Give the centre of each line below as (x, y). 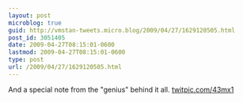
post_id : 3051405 (37, 38)
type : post (26, 60)
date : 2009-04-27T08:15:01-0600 (61, 45)
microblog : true (35, 23)
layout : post (30, 15)
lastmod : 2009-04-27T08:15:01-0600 (67, 52)
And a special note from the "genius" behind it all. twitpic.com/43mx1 (121, 89)
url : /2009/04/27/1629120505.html (65, 67)
